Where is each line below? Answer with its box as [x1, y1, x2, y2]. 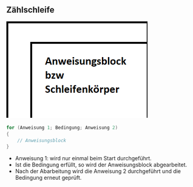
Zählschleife [6, 5, 55, 15]
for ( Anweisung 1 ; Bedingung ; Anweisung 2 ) [6, 124, 118, 131]
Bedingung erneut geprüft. [15, 174, 82, 182]
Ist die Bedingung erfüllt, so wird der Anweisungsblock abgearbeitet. [15, 161, 188, 169]
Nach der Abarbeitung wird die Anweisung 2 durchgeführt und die [15, 168, 181, 175]
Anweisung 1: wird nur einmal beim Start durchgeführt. [15, 155, 152, 162]
